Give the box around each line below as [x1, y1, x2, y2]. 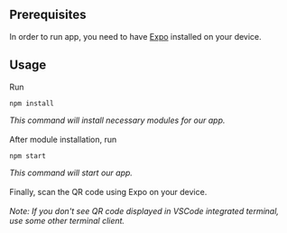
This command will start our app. [9, 167, 134, 178]
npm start [9, 151, 47, 161]
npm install [9, 98, 54, 107]
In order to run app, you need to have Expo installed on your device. [9, 31, 262, 42]
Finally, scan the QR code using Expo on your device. [9, 186, 208, 197]
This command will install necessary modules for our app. [9, 115, 226, 126]
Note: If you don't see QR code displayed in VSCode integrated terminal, [9, 205, 280, 216]
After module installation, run [9, 134, 117, 144]
